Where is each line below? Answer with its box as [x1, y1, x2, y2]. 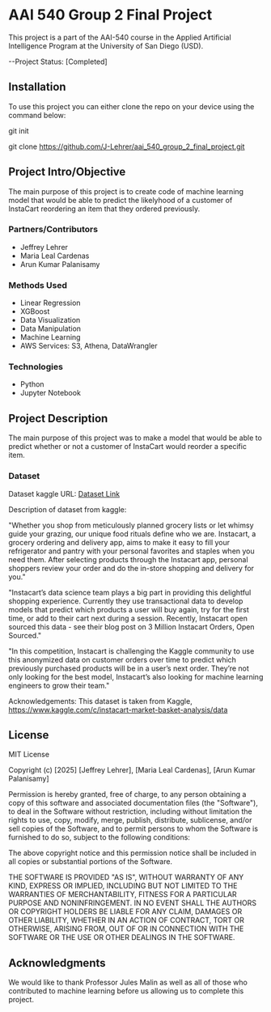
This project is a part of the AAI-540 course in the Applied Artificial [8, 32, 232, 42]
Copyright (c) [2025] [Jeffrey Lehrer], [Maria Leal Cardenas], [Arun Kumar [8, 765, 256, 775]
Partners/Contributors [8, 224, 99, 235]
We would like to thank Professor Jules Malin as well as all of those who [8, 977, 248, 988]
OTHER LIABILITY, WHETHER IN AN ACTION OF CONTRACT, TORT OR [8, 916, 244, 925]
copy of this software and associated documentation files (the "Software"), [8, 798, 259, 808]
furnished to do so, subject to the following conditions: [8, 832, 190, 842]
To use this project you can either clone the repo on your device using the [8, 101, 255, 111]
